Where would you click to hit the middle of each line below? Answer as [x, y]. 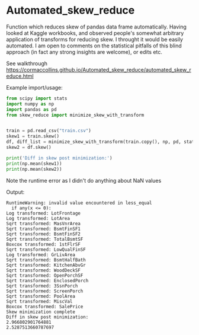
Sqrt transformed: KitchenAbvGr [46, 265]
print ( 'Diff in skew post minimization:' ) [59, 158]
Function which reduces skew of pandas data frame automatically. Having [96, 27]
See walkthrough [27, 63]
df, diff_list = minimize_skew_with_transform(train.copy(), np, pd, [94, 142]
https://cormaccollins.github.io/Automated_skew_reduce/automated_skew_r [99, 69]
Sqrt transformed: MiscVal [39, 301]
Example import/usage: [35, 87]
